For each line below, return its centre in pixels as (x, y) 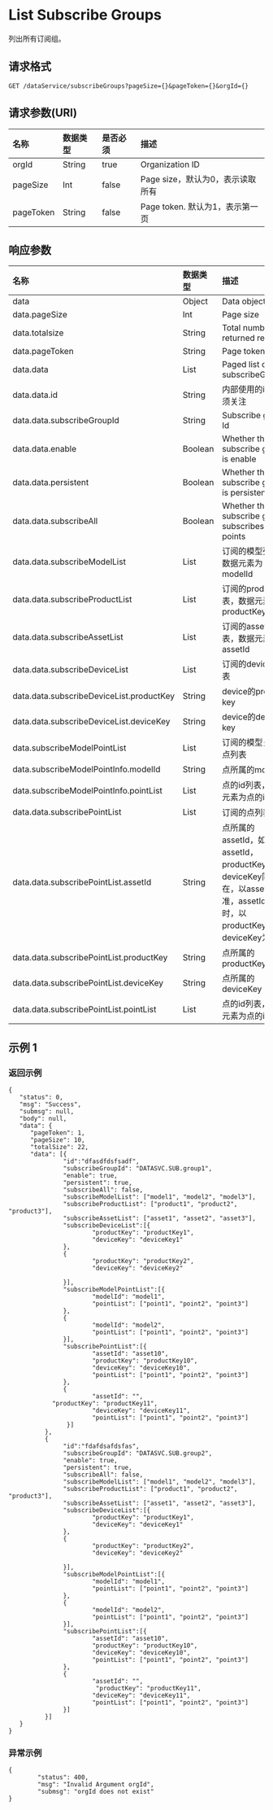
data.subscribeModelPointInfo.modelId (87, 769)
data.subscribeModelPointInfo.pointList (87, 791)
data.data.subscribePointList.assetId (82, 882)
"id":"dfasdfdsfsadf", (101, 1161)
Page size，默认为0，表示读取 (199, 179)
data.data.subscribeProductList (72, 600)
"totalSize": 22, (59, 1148)
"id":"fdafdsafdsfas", (101, 1446)
